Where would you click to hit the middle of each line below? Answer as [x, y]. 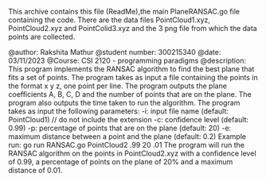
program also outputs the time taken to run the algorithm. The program [124, 103]
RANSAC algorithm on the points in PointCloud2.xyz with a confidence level [132, 153]
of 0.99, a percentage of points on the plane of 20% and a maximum [121, 162]
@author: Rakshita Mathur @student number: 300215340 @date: [115, 52]
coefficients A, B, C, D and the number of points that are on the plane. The [130, 94]
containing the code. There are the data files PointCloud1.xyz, [110, 20]
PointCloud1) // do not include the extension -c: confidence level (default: [129, 119]
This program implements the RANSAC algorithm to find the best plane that [131, 69]
